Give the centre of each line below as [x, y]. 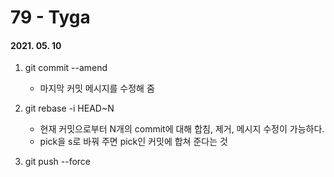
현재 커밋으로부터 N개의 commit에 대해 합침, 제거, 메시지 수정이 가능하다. [182, 129]
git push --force [57, 162]
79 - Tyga [50, 17]
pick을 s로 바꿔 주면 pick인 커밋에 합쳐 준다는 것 [133, 142]
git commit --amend [66, 68]
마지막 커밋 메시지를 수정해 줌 [97, 88]
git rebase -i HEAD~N [69, 108]
